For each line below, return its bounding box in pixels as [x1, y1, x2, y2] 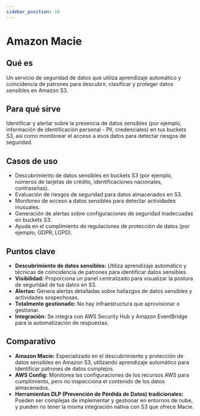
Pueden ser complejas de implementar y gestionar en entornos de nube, [14, 396, 193, 403]
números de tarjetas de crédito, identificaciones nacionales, [14, 178, 162, 186]
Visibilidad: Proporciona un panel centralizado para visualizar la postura [14, 275, 193, 282]
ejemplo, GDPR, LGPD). [14, 229, 73, 236]
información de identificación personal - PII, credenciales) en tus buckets [6, 126, 187, 133]
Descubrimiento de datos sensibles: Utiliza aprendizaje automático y [14, 262, 187, 269]
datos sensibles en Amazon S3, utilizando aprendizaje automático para [14, 359, 189, 366]
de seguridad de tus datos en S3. [14, 281, 97, 288]
